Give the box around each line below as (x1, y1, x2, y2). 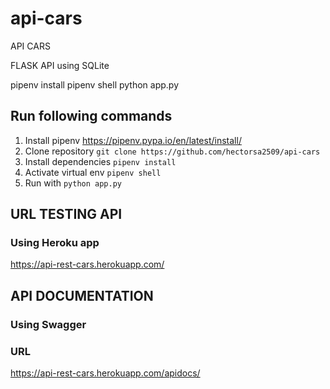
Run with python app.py (24, 177, 123, 189)
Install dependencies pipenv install (24, 155, 177, 167)
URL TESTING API (10, 206, 123, 223)
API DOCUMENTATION (10, 287, 154, 304)
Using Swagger (10, 317, 87, 331)
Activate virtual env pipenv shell (24, 166, 162, 178)
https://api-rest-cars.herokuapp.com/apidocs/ (10, 367, 201, 379)
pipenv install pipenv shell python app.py (10, 78, 180, 91)
